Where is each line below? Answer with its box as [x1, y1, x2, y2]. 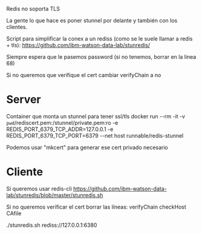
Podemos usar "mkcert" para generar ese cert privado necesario [6, 144, 168, 151]
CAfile [6, 209, 22, 217]
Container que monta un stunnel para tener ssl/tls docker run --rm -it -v [6, 112, 186, 120]
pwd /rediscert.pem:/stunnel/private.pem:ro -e [6, 119, 119, 126]
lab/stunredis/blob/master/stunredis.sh [6, 191, 103, 199]
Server [6, 93, 41, 107]
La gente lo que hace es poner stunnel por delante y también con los [6, 17, 178, 24]
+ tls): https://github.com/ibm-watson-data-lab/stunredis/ [6, 42, 150, 48]
